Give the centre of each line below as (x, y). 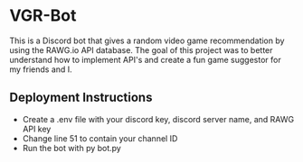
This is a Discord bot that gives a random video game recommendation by (147, 40)
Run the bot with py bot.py (72, 148)
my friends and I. (41, 69)
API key (37, 129)
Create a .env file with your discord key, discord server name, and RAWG (158, 119)
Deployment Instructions (81, 98)
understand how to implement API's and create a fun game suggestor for (146, 59)
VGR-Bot (43, 16)
